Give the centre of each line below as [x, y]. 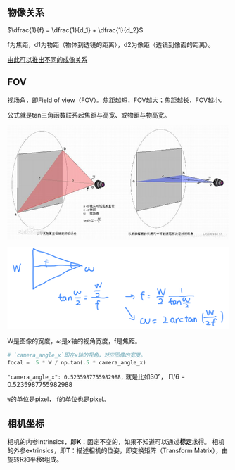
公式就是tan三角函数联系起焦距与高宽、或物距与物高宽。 [89, 115]
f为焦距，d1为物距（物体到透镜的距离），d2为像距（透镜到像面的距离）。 [111, 44]
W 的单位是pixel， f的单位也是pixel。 [58, 399]
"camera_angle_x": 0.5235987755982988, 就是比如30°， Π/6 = [96, 377]
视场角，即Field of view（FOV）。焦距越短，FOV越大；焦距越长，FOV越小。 [117, 100]
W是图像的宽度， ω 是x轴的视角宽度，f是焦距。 [74, 341]
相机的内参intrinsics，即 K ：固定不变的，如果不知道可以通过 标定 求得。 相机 [116, 442]
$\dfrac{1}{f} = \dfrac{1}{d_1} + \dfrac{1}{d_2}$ [75, 30]
